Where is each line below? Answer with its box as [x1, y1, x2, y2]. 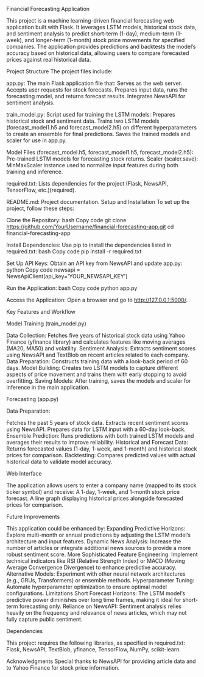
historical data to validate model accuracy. [6, 458, 113, 465]
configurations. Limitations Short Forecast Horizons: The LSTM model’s [6, 590, 186, 597]
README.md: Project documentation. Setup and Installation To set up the [6, 198, 190, 205]
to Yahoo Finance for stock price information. [6, 664, 120, 671]
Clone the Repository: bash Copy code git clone [6, 217, 127, 223]
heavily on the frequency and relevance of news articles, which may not [6, 609, 187, 616]
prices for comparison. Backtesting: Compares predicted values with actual [6, 452, 196, 458]
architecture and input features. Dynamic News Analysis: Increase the [6, 538, 181, 545]
